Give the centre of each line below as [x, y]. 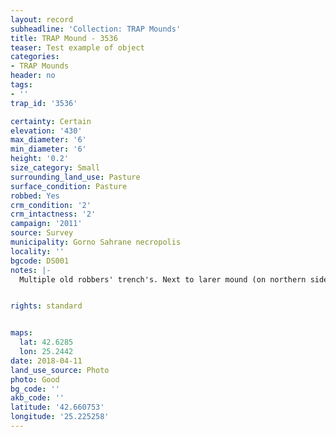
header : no [33, 76]
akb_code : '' [37, 398]
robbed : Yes [35, 196]
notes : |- [31, 270]
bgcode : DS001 [40, 261]
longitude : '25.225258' [60, 417]
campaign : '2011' [46, 224]
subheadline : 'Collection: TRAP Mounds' [96, 29]
